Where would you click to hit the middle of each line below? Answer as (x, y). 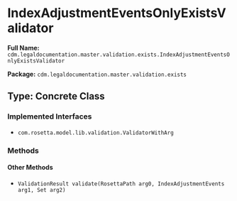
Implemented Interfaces (50, 116)
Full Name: (23, 48)
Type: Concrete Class (56, 96)
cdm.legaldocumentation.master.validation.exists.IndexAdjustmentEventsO (119, 55)
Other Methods (30, 168)
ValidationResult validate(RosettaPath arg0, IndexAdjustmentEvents (121, 184)
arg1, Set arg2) (42, 190)
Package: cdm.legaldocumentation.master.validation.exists (97, 74)
